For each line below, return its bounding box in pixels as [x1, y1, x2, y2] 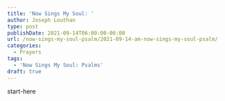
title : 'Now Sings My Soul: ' [7, 10, 95, 17]
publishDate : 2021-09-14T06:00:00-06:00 [7, 29, 126, 37]
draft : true [7, 68, 42, 75]
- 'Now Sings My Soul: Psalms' [13, 62, 104, 68]
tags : [7, 55, 23, 62]
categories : [7, 42, 42, 49]
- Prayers [13, 49, 42, 56]
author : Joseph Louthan [7, 17, 76, 24]
